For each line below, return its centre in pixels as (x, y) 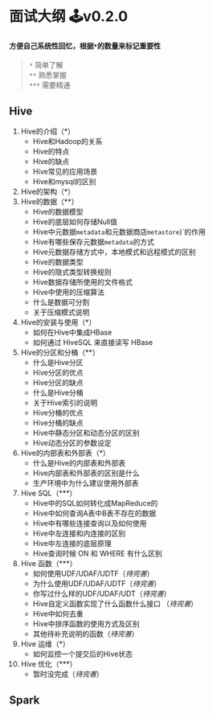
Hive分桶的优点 (58, 413)
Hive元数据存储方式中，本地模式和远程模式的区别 (114, 252)
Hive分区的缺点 (58, 383)
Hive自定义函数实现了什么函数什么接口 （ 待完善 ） (115, 604)
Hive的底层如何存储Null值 (75, 222)
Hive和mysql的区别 (64, 182)
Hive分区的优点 (58, 373)
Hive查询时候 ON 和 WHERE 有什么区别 (98, 554)
